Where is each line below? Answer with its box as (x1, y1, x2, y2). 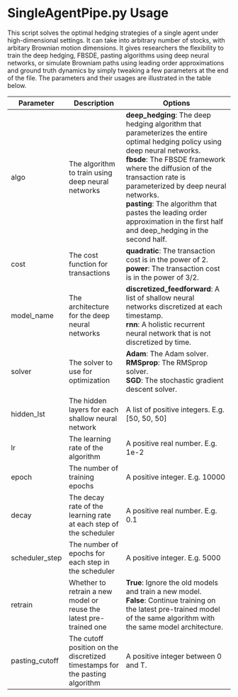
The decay (68, 492, 105, 502)
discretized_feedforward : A (125, 284, 220, 294)
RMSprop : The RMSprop (125, 357, 208, 367)
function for (68, 259, 108, 269)
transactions (68, 268, 110, 278)
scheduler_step (11, 552, 62, 562)
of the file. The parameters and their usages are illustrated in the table (7, 73, 212, 82)
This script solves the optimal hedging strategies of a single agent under (7, 28, 219, 37)
